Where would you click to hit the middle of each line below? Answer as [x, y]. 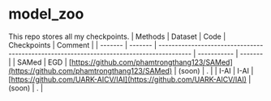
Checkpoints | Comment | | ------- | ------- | [82, 44]
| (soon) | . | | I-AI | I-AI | [214, 70]
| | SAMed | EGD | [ [40, 62]
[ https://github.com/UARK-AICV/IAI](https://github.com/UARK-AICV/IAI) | [130, 79]
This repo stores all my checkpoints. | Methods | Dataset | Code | [117, 36]
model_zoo [46, 14]
